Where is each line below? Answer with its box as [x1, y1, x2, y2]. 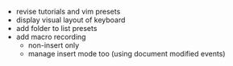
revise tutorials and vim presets [15, 7, 121, 16]
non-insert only [27, 41, 80, 50]
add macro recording [15, 32, 86, 41]
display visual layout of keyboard [15, 15, 126, 25]
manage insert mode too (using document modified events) [27, 49, 226, 58]
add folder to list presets [15, 24, 98, 33]
